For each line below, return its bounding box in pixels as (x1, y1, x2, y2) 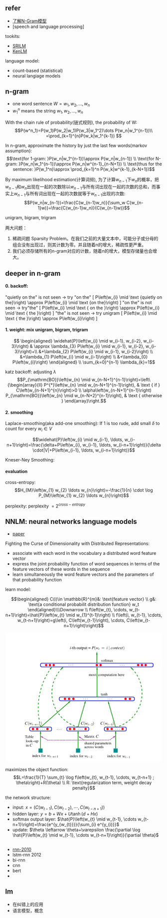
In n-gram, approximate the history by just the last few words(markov (5, 142, 148, 148)
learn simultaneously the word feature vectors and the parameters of (12, 571, 154, 577)
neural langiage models (12, 72, 61, 79)
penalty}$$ (72, 785, 96, 791)
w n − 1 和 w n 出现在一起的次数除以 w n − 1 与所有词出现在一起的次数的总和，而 (5, 183, 156, 191)
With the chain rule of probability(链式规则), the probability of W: (5, 119, 138, 125)
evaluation (5, 468, 28, 474)
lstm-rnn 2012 (12, 852, 41, 858)
